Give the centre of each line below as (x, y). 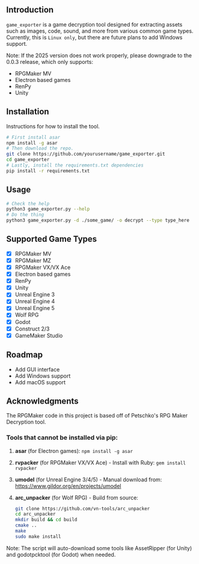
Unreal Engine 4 (35, 302)
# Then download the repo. (40, 148)
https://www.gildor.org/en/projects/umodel (68, 486)
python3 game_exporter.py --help (48, 209)
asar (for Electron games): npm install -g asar (74, 451)
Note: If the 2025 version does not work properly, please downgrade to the (99, 55)
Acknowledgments (43, 401)
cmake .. (26, 525)
